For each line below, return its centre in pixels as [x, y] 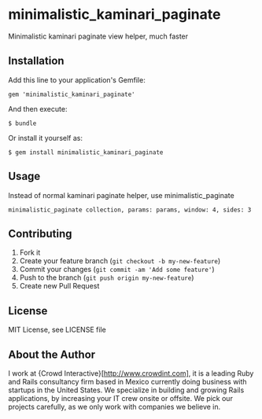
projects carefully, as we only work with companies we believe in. [114, 407]
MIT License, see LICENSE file [57, 330]
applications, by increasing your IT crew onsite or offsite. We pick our [121, 398]
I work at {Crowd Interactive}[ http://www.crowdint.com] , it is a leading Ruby [131, 373]
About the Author [52, 354]
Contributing [40, 233]
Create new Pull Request [59, 286]
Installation [36, 61]
